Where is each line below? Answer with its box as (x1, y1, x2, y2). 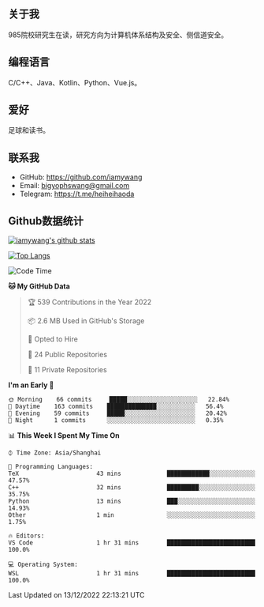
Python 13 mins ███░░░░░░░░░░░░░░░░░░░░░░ (8, 497, 256, 506)
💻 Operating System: (8, 560, 79, 569)
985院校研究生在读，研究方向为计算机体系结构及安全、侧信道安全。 (8, 30, 229, 40)
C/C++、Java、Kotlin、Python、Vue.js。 (8, 77, 142, 87)
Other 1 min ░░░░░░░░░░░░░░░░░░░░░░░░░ (8, 511, 256, 519)
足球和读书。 (8, 126, 50, 135)
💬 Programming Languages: (8, 463, 93, 471)
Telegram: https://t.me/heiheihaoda (19, 189, 135, 199)
